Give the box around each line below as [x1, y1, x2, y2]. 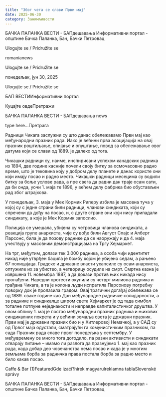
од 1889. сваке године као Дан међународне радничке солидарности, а [5, 293, 160, 299]
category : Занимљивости [5, 16, 55, 21]
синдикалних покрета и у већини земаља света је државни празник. [5, 314, 152, 320]
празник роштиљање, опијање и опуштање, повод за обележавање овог [5, 143, 161, 149]
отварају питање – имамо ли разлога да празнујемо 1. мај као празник [5, 340, 156, 347]
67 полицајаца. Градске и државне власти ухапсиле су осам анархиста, [5, 261, 160, 267]
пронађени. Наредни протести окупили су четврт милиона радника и [5, 277, 154, 283]
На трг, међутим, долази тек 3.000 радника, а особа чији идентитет [5, 250, 150, 256]
